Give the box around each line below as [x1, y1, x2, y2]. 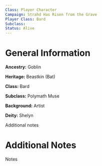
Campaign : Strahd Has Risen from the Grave [5, 12, 97, 17]
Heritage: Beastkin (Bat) [5, 73, 55, 80]
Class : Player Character [5, 7, 57, 12]
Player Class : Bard [5, 16, 46, 21]
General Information [5, 47, 91, 59]
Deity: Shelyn [5, 112, 33, 118]
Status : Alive [5, 26, 35, 31]
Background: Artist [5, 103, 45, 109]
